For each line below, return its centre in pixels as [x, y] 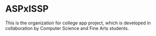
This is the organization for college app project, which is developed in [78, 23]
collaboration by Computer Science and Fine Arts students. [67, 28]
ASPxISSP [27, 9]
